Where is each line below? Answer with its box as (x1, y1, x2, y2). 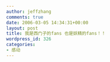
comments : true (6, 14, 44, 20)
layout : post (6, 25, 38, 31)
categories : (6, 42, 35, 48)
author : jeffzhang (6, 8, 51, 15)
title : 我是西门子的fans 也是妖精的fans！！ (6, 31, 106, 37)
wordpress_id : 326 (6, 36, 51, 42)
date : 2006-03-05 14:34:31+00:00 (6, 19, 89, 25)
